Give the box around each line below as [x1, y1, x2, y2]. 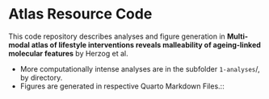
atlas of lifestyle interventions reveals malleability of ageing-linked [31, 39, 261, 49]
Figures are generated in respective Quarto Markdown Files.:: [19, 81, 225, 91]
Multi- [227, 31, 249, 41]
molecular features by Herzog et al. [8, 48, 128, 58]
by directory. [19, 72, 63, 82]
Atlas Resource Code [8, 5, 153, 23]
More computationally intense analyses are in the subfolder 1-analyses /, [19, 64, 260, 73]
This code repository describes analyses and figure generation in [8, 31, 226, 41]
